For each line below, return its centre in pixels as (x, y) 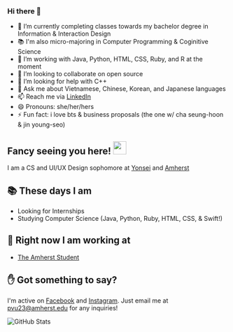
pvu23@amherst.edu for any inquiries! (63, 308)
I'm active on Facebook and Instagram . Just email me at (88, 301)
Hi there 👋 (24, 11)
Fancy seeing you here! (59, 151)
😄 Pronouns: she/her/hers (56, 107)
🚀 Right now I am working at (69, 240)
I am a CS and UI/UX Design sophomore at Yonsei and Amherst (98, 168)
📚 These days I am (50, 190)
